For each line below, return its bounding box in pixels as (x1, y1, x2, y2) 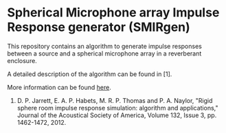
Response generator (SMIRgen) (7, 19, 190, 35)
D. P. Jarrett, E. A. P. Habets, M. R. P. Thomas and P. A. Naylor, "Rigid (16, 96, 213, 104)
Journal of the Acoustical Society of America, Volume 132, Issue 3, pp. (16, 111, 217, 119)
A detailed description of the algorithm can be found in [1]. (7, 70, 172, 78)
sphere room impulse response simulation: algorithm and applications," (16, 104, 218, 112)
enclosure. (7, 56, 38, 64)
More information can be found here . (7, 83, 111, 91)
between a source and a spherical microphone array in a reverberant (7, 49, 202, 58)
